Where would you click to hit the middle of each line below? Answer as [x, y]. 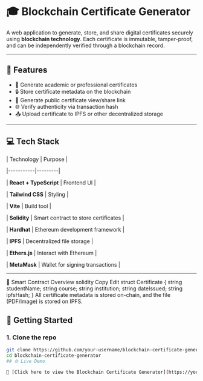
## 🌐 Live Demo [26, 361]
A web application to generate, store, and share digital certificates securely [100, 32]
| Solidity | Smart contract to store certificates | [65, 218]
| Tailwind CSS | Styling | [37, 194]
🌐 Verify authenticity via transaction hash [66, 106]
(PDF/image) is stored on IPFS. [44, 301]
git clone [19, 350]
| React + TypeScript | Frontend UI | [51, 183]
